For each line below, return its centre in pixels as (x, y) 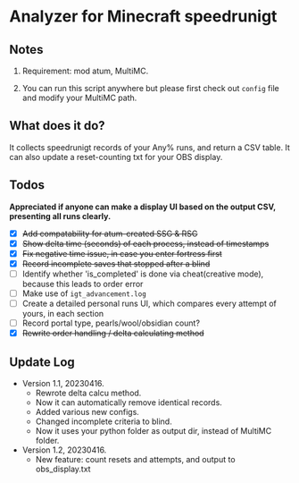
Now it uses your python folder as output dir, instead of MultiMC (154, 431)
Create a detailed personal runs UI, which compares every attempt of (149, 303)
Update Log (42, 362)
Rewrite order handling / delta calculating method (113, 334)
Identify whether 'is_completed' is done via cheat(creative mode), (143, 274)
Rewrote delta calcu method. (88, 393)
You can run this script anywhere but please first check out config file (150, 88)
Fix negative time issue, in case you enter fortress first (122, 253)
